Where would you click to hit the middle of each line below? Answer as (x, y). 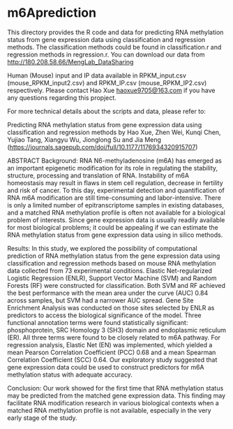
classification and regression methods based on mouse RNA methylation (112, 263)
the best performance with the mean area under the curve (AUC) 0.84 (108, 293)
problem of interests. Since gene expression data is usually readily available (116, 220)
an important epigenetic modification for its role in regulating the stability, (113, 168)
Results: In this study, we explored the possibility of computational (102, 248)
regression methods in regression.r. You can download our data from (106, 54)
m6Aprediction (52, 13)
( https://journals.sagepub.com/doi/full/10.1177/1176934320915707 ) (103, 147)
